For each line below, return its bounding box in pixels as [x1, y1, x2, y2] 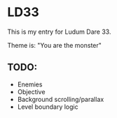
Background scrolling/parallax [17, 95, 104, 103]
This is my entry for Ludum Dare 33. [7, 27, 111, 36]
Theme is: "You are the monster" [7, 41, 102, 49]
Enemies [17, 80, 43, 88]
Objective [17, 87, 46, 96]
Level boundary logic [17, 103, 78, 111]
